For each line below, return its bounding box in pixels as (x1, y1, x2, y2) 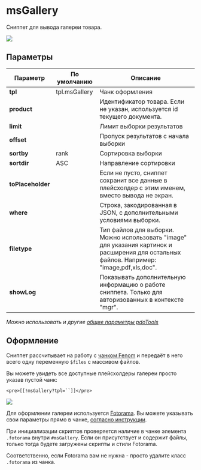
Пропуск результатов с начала (99, 131, 190, 140)
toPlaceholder (9, 179, 50, 188)
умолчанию (56, 77, 93, 86)
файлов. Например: (99, 256, 157, 264)
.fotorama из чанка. (6, 458, 56, 465)
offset (9, 136, 27, 144)
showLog (9, 288, 36, 296)
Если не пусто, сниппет (99, 169, 167, 177)
